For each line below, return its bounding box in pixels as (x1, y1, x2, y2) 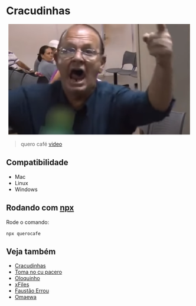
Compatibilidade (6, 157, 69, 167)
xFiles (14, 281, 30, 288)
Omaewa (14, 294, 37, 301)
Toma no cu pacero (14, 268, 63, 275)
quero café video (20, 140, 63, 147)
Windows (14, 186, 38, 193)
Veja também (6, 246, 56, 256)
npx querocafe (6, 231, 41, 236)
